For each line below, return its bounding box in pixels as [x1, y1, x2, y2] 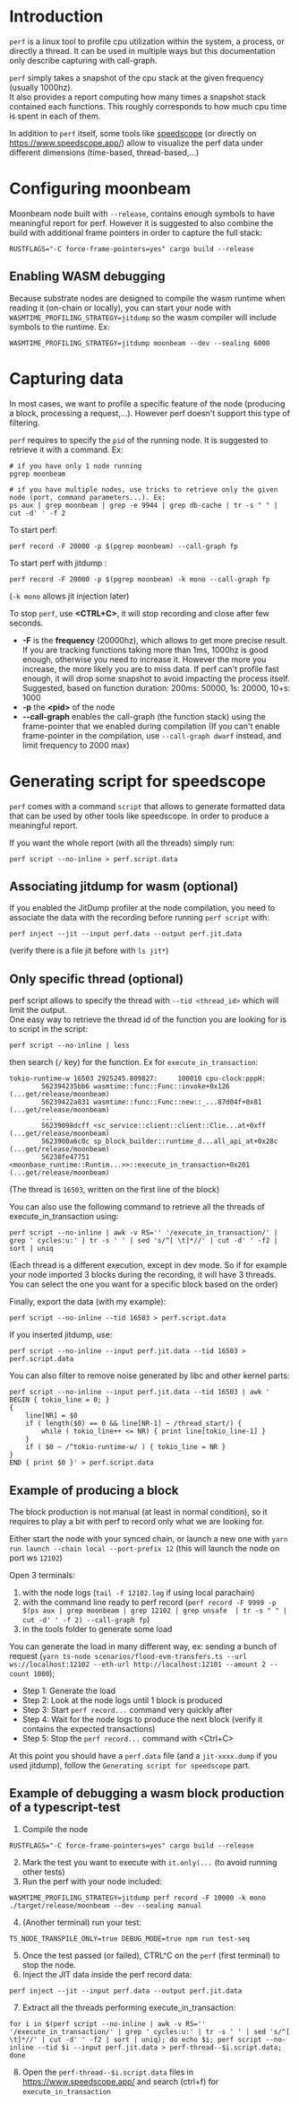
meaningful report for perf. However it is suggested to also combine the [9, 217, 274, 228]
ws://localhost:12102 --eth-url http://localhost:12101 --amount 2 [9, 1660, 267, 1669]
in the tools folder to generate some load [21, 1624, 173, 1634]
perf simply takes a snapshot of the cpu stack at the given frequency [9, 72, 264, 83]
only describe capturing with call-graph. [9, 55, 158, 66]
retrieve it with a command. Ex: [9, 444, 124, 455]
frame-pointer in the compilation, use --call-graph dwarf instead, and [21, 729, 282, 741]
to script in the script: [9, 1024, 88, 1035]
